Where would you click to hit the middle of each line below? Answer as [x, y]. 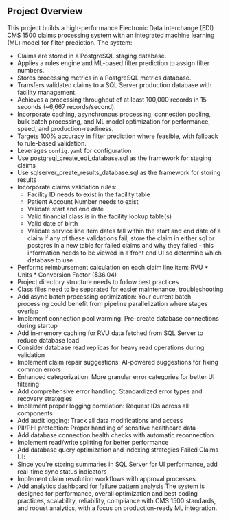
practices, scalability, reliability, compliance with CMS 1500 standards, [116, 500]
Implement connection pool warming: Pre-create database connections [118, 318]
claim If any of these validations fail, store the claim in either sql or [121, 238]
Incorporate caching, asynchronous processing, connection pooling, [114, 114]
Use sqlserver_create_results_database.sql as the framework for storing [119, 172]
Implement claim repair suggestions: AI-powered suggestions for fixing [117, 362]
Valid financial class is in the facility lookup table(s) [100, 216]
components [35, 413]
